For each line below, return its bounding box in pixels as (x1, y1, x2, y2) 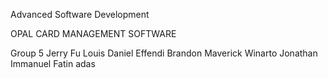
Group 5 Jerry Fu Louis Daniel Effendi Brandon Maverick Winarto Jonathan (10, 47, 318, 59)
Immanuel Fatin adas (10, 58, 96, 69)
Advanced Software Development (10, 9, 150, 20)
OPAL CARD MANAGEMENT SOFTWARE (10, 28, 177, 39)
